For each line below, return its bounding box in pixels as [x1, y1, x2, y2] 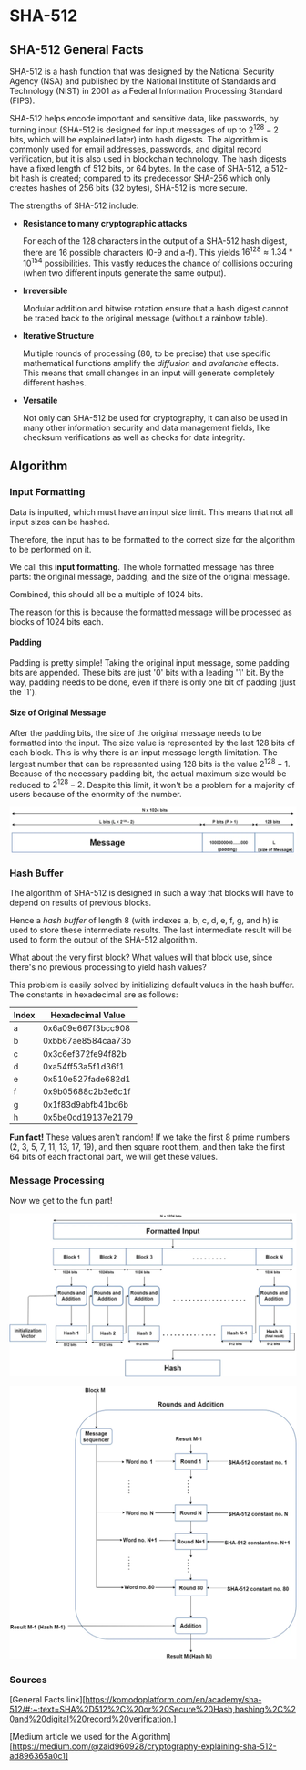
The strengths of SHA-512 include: [9, 200, 139, 211]
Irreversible [22, 285, 68, 296]
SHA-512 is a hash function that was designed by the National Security [9, 66, 275, 77]
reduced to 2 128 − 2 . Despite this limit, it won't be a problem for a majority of [9, 777, 296, 790]
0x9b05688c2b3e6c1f [42, 1086, 131, 1097]
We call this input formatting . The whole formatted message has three [9, 561, 275, 572]
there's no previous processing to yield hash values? [9, 962, 207, 973]
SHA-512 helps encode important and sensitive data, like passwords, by [9, 113, 280, 123]
